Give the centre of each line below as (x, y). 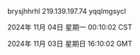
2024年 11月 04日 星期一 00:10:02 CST (70, 27)
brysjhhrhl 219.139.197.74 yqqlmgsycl (67, 11)
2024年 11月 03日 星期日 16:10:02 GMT (70, 43)
